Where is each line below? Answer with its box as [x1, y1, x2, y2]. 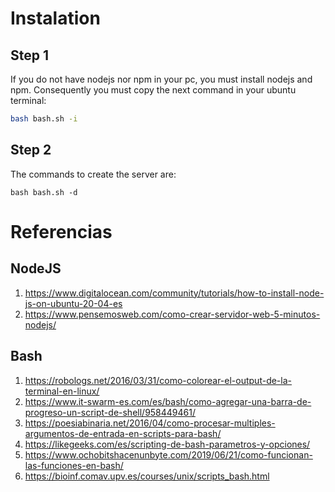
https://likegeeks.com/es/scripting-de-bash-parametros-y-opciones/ [24, 438, 311, 450]
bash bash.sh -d [10, 187, 78, 197]
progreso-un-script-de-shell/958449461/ [24, 406, 197, 418]
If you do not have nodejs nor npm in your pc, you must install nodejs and [10, 73, 313, 85]
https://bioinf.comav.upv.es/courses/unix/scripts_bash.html [24, 470, 270, 482]
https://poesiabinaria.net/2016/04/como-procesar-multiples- [24, 417, 276, 429]
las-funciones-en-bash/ [24, 459, 124, 471]
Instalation [10, 7, 101, 30]
